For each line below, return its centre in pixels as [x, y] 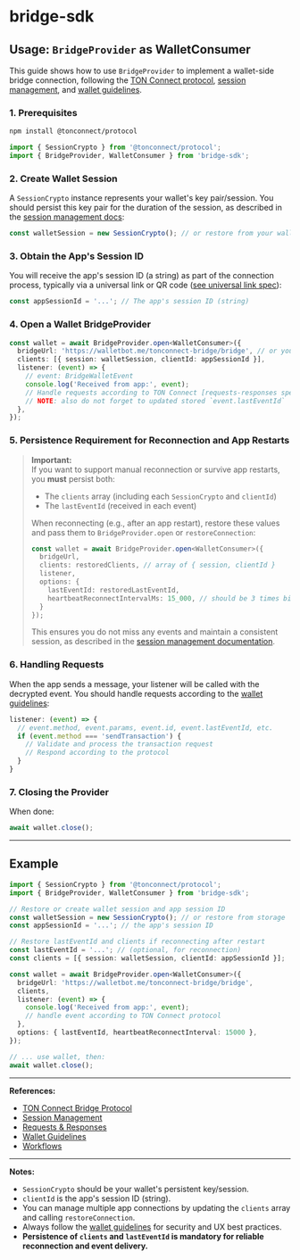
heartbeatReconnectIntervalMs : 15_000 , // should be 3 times [163, 598]
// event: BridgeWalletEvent [79, 377]
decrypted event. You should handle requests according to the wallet [136, 693]
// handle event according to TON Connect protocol [123, 1016]
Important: [51, 460]
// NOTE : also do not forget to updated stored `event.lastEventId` [155, 401]
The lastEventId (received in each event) [121, 505]
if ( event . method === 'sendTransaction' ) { [99, 736]
